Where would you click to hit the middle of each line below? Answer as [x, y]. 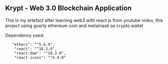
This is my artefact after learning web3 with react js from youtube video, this [84, 20]
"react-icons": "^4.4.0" [40, 57]
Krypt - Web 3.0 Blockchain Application [68, 8]
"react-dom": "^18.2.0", [40, 53]
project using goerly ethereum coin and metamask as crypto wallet [74, 25]
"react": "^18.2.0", [36, 49]
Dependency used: [25, 35]
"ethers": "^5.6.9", [33, 44]
